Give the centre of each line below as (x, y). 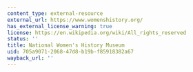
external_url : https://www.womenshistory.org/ (75, 20)
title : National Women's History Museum (66, 45)
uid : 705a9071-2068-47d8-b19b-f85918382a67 (71, 52)
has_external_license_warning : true (60, 26)
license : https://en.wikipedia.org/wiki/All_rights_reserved (97, 33)
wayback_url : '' (30, 58)
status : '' (23, 39)
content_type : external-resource (55, 13)
